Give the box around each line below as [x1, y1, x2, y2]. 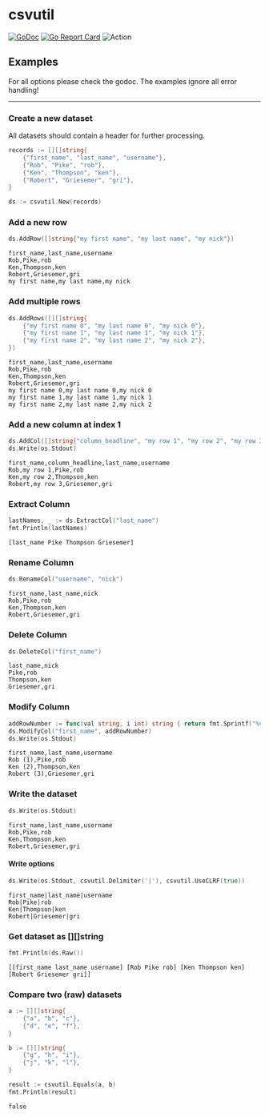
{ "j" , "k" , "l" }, [22, 1059, 81, 1067]
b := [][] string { [8, 1043, 66, 1052]
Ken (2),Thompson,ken [8, 763, 81, 771]
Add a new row [8, 217, 68, 228]
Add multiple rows [8, 296, 82, 307]
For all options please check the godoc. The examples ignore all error [8, 76, 238, 86]
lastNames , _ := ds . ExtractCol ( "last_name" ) [8, 516, 159, 525]
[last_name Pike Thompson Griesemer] [8, 539, 134, 547]
